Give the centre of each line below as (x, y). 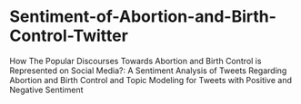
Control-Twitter (69, 36)
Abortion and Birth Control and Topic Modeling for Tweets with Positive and (151, 80)
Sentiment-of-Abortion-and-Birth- (143, 17)
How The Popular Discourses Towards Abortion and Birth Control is (135, 61)
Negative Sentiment (46, 90)
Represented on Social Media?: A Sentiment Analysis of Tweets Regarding (148, 71)
